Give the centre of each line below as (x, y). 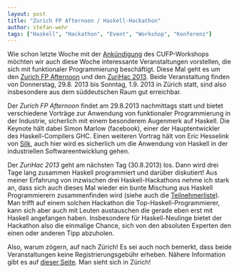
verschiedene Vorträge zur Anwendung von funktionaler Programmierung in (119, 113)
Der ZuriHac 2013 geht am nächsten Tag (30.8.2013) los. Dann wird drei (113, 165)
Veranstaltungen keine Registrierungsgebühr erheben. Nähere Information (117, 254)
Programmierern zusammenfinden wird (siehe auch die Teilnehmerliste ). (113, 195)
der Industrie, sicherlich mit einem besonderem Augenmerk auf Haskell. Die (119, 121)
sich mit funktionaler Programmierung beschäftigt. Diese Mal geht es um (114, 69)
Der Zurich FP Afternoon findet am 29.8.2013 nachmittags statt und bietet (115, 106)
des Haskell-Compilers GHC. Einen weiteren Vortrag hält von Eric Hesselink (118, 136)
